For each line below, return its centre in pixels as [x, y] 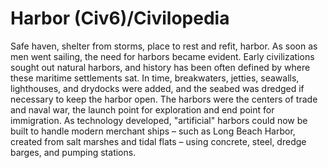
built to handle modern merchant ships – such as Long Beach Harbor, [153, 131]
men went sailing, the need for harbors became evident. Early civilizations [162, 56]
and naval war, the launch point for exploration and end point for [142, 109]
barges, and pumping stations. [73, 152]
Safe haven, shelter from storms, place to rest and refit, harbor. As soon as [164, 46]
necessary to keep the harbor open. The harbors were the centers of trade [164, 99]
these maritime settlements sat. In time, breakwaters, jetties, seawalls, [155, 78]
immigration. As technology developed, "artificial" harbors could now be [159, 120]
